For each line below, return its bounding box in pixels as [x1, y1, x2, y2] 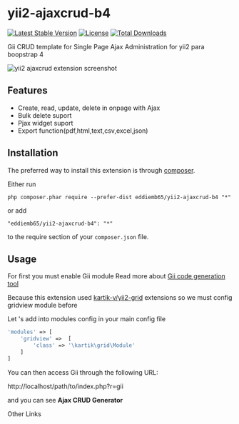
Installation [7, 147, 59, 159]
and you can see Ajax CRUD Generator [7, 395, 123, 404]
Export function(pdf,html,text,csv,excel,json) [17, 126, 148, 135]
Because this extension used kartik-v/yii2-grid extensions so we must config [7, 293, 233, 302]
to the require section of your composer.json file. [7, 232, 149, 241]
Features [7, 84, 48, 97]
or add [7, 206, 27, 215]
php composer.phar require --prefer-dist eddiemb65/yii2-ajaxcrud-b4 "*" [7, 193, 232, 201]
